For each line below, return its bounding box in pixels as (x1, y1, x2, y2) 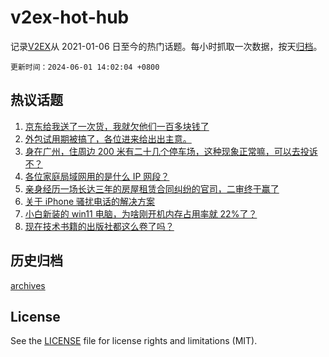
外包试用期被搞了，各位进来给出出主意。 (24, 132, 192, 145)
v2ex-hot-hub (10, 6, 130, 29)
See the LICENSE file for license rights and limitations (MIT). (10, 335, 258, 347)
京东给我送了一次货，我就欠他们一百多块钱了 (24, 120, 210, 132)
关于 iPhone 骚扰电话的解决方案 (24, 195, 156, 207)
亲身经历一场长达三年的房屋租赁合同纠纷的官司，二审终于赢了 (24, 182, 280, 195)
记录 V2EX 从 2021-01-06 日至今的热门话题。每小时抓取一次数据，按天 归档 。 (10, 40, 323, 52)
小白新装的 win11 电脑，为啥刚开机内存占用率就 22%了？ (24, 207, 258, 220)
